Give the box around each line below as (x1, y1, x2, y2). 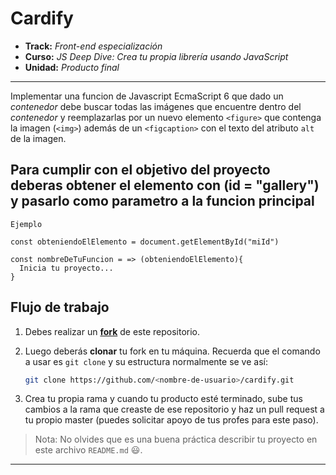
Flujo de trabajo (10, 299, 110, 316)
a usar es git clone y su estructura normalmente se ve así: (24, 355, 268, 367)
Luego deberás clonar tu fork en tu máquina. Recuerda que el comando (24, 345, 321, 357)
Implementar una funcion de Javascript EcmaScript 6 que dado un (10, 90, 284, 102)
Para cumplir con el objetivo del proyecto (10, 162, 271, 179)
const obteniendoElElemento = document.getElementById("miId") (10, 237, 280, 247)
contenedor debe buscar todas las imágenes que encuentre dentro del (10, 100, 302, 112)
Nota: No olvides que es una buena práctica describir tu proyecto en (34, 433, 318, 446)
